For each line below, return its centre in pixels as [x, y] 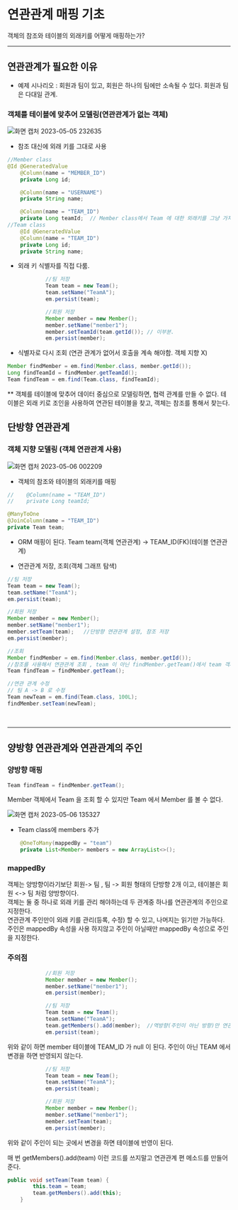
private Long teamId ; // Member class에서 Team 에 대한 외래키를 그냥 [120, 218]
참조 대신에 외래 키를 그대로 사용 [62, 146]
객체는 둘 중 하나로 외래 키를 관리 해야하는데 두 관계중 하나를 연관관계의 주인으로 [118, 902]
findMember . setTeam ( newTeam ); [52, 703]
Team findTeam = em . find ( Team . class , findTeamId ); [84, 380]
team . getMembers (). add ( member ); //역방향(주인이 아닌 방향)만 [132, 1025]
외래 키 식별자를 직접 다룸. [53, 266]
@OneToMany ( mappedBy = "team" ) [66, 843]
